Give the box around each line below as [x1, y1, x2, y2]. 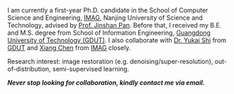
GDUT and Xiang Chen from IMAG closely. [7, 44, 131, 52]
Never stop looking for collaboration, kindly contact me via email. [7, 78, 206, 87]
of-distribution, [7, 65, 51, 73]
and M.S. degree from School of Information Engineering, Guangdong [7, 28, 211, 37]
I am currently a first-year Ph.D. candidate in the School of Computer [7, 6, 208, 14]
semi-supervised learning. [52, 65, 130, 73]
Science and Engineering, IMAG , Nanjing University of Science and [7, 13, 204, 22]
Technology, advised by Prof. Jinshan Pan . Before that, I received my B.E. [7, 21, 222, 29]
